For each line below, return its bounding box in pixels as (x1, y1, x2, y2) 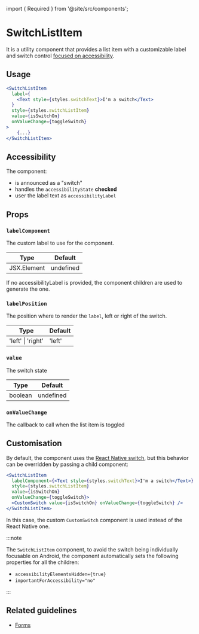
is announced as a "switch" (14, 179, 82, 187)
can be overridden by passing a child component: (6, 461, 128, 468)
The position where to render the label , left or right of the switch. (6, 312, 167, 319)
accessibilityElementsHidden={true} (14, 571, 106, 577)
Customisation (6, 438, 62, 449)
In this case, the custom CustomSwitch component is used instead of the (6, 516, 183, 523)
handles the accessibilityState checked (14, 185, 117, 193)
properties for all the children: (6, 559, 79, 566)
